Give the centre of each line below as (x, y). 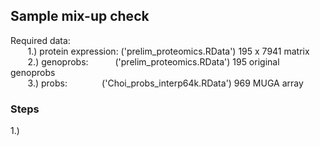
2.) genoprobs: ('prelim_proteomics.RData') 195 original (153, 61)
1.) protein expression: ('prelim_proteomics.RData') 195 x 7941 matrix (168, 51)
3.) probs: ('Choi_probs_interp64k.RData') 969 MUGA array (165, 83)
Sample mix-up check (80, 16)
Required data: (40, 40)
